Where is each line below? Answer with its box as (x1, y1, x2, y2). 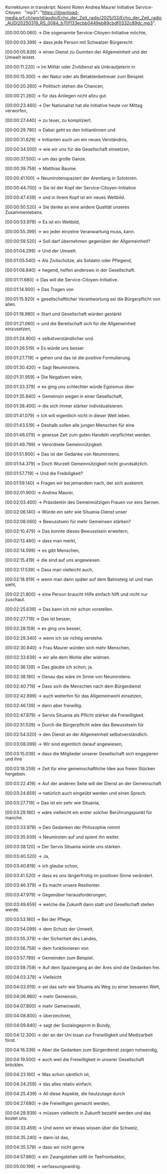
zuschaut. (5, 597, 26, 602)
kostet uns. (5, 1115, 28, 1121)
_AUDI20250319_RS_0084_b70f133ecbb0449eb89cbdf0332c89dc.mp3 (5, 20, 153, 26)
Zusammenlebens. (5, 209, 43, 215)
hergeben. (5, 771, 26, 777)
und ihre (5, 756, 22, 762)
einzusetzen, (5, 326, 31, 332)
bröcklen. (5, 1062, 25, 1068)
